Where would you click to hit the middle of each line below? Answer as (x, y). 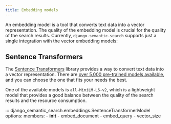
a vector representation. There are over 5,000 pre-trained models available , (85, 75)
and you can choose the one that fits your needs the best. (66, 80)
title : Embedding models (32, 10)
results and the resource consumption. (46, 101)
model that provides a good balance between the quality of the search (79, 95)
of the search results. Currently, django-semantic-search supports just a (81, 35)
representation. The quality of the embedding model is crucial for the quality (86, 30)
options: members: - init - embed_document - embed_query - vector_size (83, 116)
